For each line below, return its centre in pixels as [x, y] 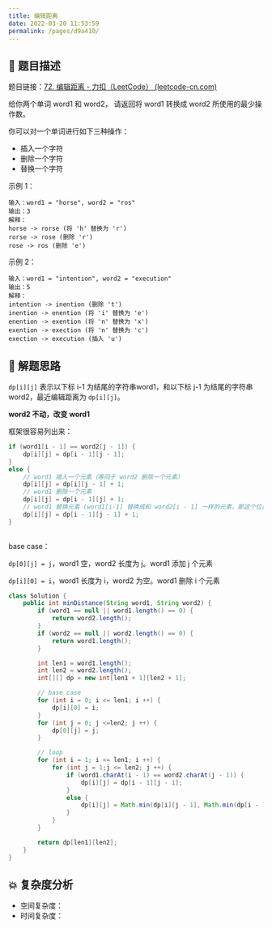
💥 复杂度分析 [41, 885]
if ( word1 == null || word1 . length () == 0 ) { [116, 611]
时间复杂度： [41, 916]
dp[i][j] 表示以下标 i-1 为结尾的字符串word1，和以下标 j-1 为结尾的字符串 [131, 387]
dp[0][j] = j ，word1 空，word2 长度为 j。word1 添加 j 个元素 [110, 563]
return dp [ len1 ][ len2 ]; [77, 842]
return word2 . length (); [91, 619]
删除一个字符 [41, 159]
